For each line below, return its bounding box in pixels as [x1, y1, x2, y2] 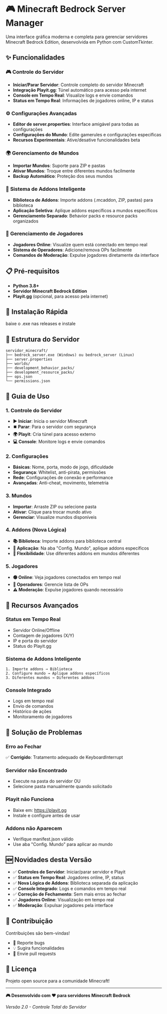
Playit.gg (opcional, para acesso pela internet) [12, 293, 108, 299]
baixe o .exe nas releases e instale [5, 321, 76, 327]
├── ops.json [5, 374, 33, 379]
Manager [5, 17, 44, 29]
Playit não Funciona [5, 796, 54, 803]
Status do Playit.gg [12, 643, 52, 649]
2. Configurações [5, 452, 49, 459]
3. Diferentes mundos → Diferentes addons [5, 676, 95, 680]
